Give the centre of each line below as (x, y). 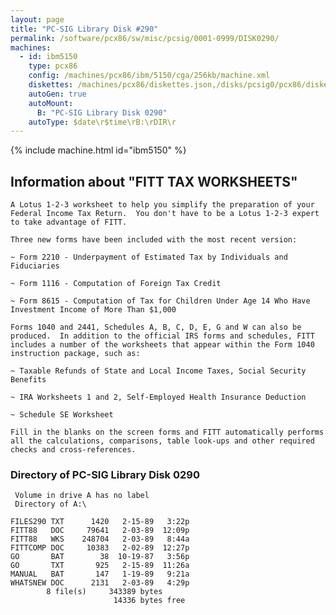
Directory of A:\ (50, 504)
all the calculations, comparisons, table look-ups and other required (162, 441)
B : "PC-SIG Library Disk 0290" (102, 112)
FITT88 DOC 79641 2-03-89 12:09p (100, 531)
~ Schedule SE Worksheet (62, 415)
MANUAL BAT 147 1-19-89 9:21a (100, 574)
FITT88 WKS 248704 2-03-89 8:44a (100, 539)
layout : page (37, 19)
